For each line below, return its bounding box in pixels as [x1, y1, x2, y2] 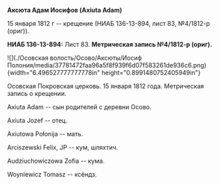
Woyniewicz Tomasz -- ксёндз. [7, 170, 97, 178]
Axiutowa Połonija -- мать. [7, 130, 83, 138]
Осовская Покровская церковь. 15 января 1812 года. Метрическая [7, 82, 204, 90]
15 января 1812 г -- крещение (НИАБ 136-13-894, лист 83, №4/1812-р [7, 19, 210, 27]
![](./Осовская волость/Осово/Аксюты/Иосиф [7, 54, 142, 62]
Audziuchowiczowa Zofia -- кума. [7, 156, 105, 165]
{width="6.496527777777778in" [7, 69, 100, 77]
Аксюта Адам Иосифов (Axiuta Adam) [7, 6, 123, 14]
